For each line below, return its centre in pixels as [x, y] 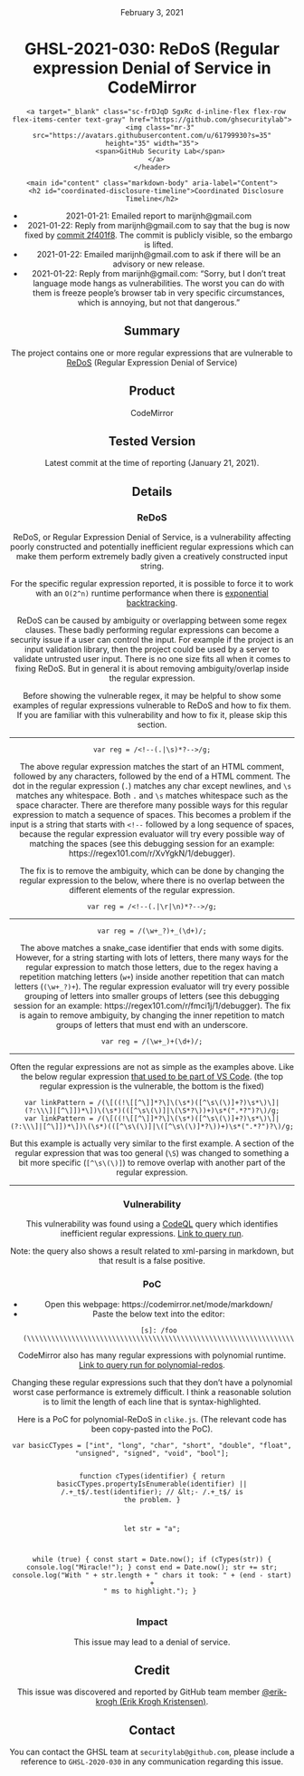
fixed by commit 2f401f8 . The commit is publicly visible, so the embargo [159, 235]
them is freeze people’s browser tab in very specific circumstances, [159, 293]
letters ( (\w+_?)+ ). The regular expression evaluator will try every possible [152, 986]
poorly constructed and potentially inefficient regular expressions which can [152, 547]
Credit [152, 1670]
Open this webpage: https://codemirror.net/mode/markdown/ [159, 1304]
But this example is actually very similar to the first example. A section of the [152, 1143]
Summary [152, 331]
